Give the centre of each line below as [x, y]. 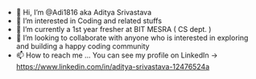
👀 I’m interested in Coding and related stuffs [89, 21]
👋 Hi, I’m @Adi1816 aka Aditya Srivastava [84, 12]
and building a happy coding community [83, 46]
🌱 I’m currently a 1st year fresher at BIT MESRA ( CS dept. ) [114, 29]
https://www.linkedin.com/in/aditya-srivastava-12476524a [113, 67]
